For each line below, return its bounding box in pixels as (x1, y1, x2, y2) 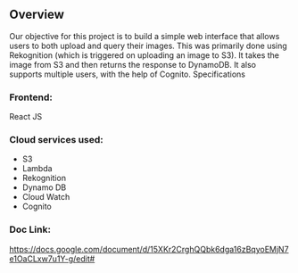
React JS (9, 112, 43, 122)
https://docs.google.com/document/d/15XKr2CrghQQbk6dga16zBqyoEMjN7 (9, 244, 289, 254)
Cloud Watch (21, 192, 70, 203)
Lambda (21, 163, 53, 174)
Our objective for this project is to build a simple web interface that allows (9, 30, 280, 41)
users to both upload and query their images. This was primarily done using (9, 40, 287, 51)
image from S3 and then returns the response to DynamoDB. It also (9, 59, 257, 70)
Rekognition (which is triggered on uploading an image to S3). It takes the (9, 49, 279, 61)
